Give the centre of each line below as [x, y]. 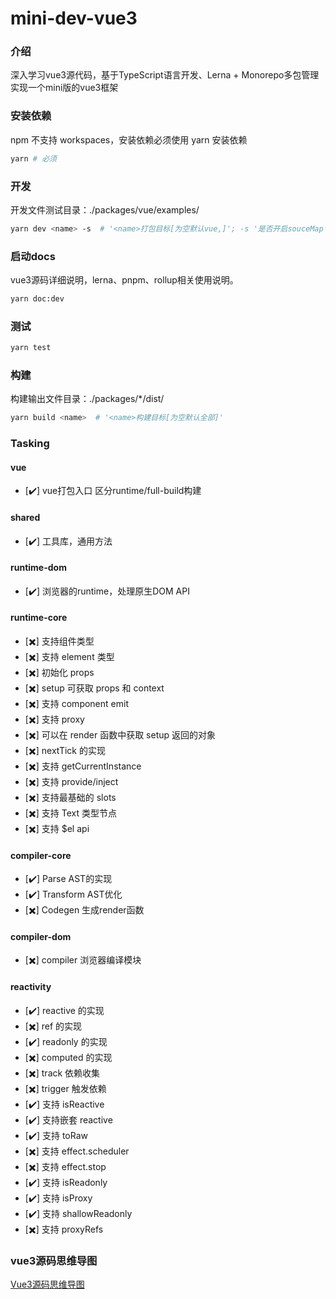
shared [25, 518]
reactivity [31, 987]
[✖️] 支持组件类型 [59, 641]
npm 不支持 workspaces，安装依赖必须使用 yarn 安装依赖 [129, 139]
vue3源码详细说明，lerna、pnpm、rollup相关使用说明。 [124, 280]
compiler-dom [41, 936]
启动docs [33, 256]
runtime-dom [38, 568]
